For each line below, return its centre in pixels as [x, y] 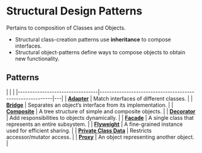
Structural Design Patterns [74, 11]
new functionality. [37, 58]
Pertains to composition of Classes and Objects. [66, 28]
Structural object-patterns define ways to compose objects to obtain [100, 52]
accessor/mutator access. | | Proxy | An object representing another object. [100, 137]
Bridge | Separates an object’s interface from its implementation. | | [90, 105]
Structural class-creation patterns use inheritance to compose [93, 39]
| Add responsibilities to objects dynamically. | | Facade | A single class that [100, 117]
